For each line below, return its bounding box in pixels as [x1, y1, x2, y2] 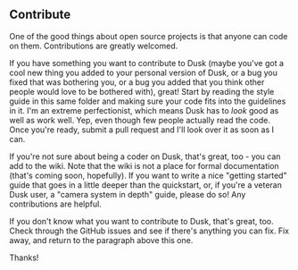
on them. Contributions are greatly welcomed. [9, 40, 178, 51]
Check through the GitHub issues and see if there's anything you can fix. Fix [9, 225, 290, 236]
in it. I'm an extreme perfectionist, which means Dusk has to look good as [9, 105, 279, 115]
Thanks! [9, 252, 39, 263]
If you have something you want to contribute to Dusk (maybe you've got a [9, 57, 284, 68]
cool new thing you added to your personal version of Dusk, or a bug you [9, 67, 278, 78]
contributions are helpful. [9, 198, 103, 209]
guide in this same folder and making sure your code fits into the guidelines [9, 96, 286, 106]
